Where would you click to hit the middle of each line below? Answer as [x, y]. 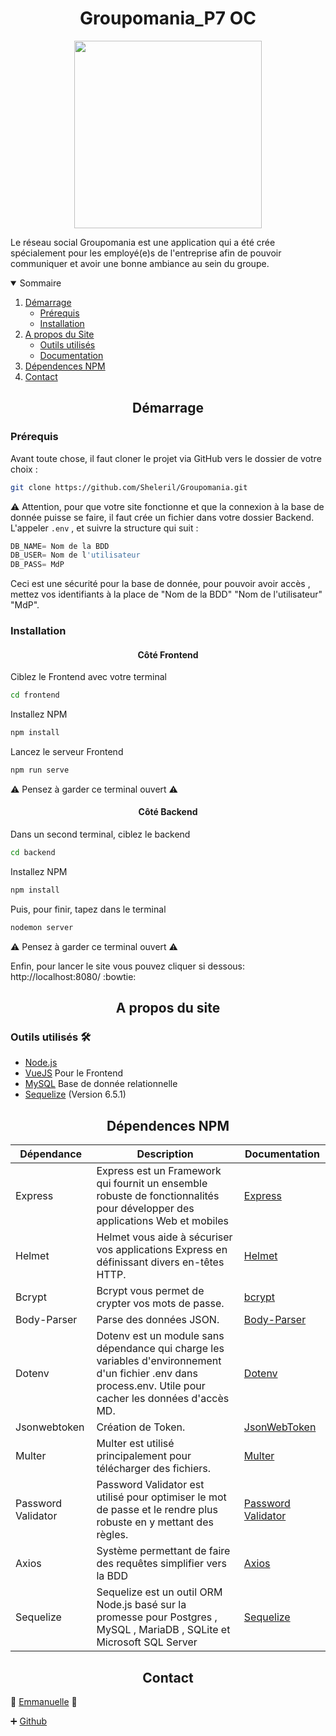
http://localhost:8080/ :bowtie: [73, 976]
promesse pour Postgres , [157, 1617]
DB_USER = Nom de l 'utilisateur [75, 555]
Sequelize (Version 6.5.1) [75, 1094]
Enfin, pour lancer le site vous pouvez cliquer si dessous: [128, 966]
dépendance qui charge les [160, 1349]
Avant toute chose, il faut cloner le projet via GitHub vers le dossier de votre [166, 458]
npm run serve [40, 770]
